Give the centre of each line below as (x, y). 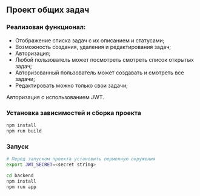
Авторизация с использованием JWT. (55, 97)
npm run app (21, 187)
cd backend (20, 175)
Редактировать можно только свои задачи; (72, 85)
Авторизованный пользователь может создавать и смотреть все (99, 73)
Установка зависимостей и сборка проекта (74, 113)
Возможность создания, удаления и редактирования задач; (93, 47)
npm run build (24, 131)
